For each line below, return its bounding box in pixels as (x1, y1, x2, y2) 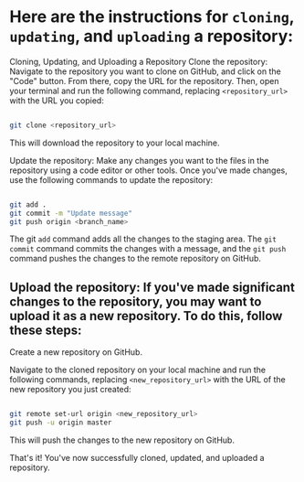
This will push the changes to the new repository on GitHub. (9, 434, 236, 445)
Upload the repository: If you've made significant (9, 279, 295, 295)
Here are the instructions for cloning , (9, 6, 295, 27)
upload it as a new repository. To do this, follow (9, 308, 283, 324)
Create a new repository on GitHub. (9, 347, 143, 358)
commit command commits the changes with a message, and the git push (9, 243, 287, 254)
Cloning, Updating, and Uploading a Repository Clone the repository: (9, 56, 268, 67)
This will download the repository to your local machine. (9, 137, 220, 148)
